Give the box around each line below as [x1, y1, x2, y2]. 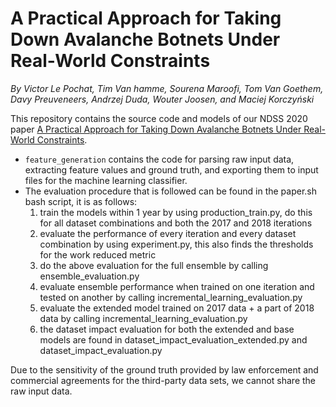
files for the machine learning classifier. [24, 174, 188, 186]
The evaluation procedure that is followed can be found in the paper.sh [24, 185, 318, 197]
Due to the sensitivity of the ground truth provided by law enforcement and [10, 363, 319, 376]
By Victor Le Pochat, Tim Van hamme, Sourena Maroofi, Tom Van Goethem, [10, 82, 324, 94]
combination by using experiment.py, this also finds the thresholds [39, 238, 314, 250]
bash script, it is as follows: [24, 195, 138, 207]
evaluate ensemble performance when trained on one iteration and [39, 280, 315, 292]
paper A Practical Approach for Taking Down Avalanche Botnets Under [10, 123, 302, 135]
